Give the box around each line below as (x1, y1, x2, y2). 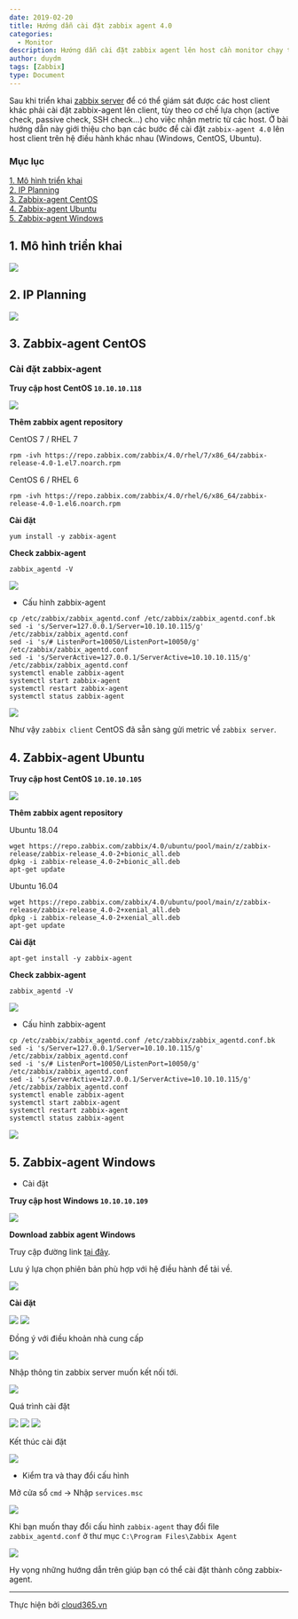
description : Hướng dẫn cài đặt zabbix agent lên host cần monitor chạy (9, 46, 284, 55)
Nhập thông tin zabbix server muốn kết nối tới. (9, 1367, 179, 1377)
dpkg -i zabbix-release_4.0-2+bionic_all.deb (9, 858, 180, 867)
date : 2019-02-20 (9, 12, 74, 22)
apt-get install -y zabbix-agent (9, 954, 133, 964)
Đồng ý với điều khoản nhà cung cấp (9, 1333, 144, 1344)
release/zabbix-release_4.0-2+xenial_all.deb (9, 906, 180, 915)
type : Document (9, 71, 66, 80)
